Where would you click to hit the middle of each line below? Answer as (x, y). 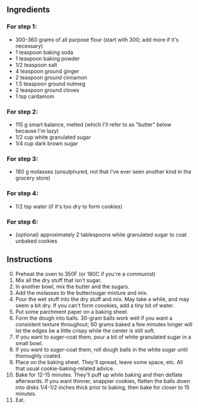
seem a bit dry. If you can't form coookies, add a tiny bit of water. (95, 305)
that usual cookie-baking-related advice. (65, 368)
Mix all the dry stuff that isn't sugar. (59, 280)
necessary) (29, 46)
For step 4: (23, 193)
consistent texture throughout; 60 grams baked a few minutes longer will (104, 324)
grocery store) (33, 178)
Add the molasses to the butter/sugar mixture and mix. (82, 292)
